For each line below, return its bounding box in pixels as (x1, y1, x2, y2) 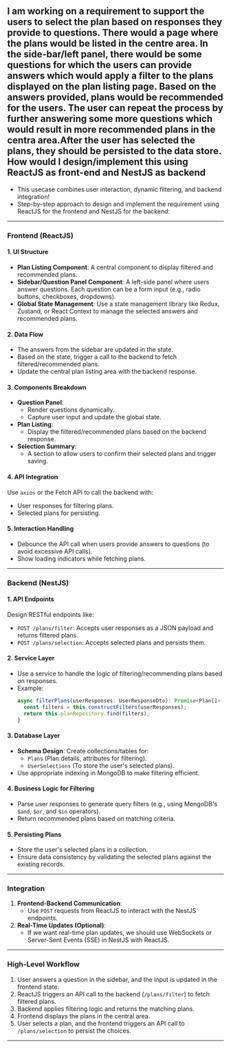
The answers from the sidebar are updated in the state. (16, 346, 174, 354)
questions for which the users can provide (7, 59, 192, 71)
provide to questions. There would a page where (7, 27, 219, 39)
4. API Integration (7, 472, 58, 481)
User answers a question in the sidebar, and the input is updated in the (16, 975, 218, 983)
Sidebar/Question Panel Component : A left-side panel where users (16, 277, 210, 286)
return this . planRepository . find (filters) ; (23, 710, 150, 717)
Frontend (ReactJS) (7, 231, 74, 240)
